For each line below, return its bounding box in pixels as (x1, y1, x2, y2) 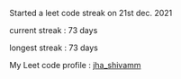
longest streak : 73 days (9, 42, 99, 53)
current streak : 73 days (9, 25, 98, 35)
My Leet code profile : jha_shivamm (9, 60, 141, 70)
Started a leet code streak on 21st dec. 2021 (9, 8, 173, 18)
